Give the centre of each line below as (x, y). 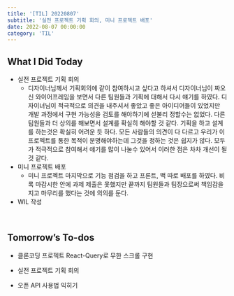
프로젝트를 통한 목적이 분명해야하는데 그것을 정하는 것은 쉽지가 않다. (120, 141)
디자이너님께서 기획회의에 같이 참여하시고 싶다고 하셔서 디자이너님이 (120, 88)
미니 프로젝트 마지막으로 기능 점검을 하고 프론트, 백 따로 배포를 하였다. (123, 176)
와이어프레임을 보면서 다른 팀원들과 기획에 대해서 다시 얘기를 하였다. (127, 97)
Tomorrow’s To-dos (51, 238)
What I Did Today (45, 61)
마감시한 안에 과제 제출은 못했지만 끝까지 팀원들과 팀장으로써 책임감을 (130, 184)
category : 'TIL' (31, 33)
